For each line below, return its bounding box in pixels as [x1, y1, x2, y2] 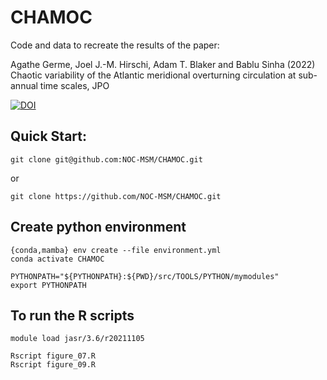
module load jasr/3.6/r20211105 [10, 334, 145, 344]
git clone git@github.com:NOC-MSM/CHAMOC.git [10, 154, 203, 165]
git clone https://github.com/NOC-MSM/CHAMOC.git [10, 191, 222, 201]
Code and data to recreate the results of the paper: [10, 39, 220, 51]
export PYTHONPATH [10, 280, 87, 290]
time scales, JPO [39, 79, 110, 91]
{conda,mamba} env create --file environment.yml [10, 245, 222, 255]
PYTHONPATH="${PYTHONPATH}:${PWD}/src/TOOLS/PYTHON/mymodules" [10, 271, 280, 281]
